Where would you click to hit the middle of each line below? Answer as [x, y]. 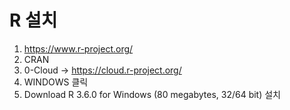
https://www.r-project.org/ [78, 48]
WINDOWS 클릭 [56, 82]
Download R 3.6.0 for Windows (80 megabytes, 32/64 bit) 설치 [152, 94]
